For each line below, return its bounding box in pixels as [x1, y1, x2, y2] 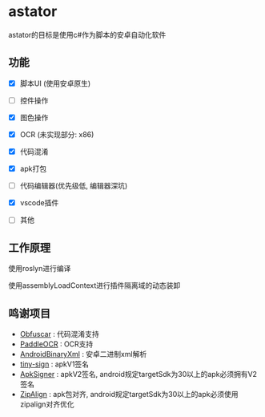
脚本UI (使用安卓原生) [19, 79, 91, 88]
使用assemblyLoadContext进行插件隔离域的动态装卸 [8, 281, 181, 290]
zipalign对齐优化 [19, 399, 74, 409]
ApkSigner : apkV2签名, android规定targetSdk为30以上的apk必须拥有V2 [19, 369, 258, 379]
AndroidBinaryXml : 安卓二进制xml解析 [19, 349, 147, 358]
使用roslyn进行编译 [8, 264, 71, 273]
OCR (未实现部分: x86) [19, 129, 94, 139]
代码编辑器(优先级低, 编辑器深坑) [19, 181, 128, 191]
